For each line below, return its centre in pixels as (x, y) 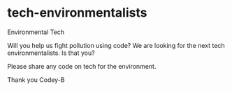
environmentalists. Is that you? (51, 53)
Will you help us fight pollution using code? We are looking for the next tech (116, 45)
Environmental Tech (36, 32)
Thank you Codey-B (36, 80)
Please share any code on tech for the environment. (82, 66)
